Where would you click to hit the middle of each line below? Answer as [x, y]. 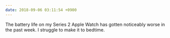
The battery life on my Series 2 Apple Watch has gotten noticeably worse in [85, 24]
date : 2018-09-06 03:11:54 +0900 [41, 10]
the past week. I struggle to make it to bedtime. [55, 30]
